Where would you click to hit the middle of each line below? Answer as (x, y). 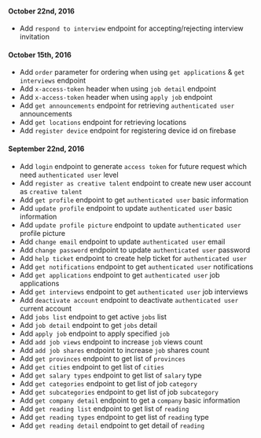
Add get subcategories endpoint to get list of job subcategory (119, 392)
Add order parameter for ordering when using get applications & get (132, 72)
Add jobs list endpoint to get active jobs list (93, 317)
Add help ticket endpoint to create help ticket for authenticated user (133, 258)
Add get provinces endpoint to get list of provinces (103, 359)
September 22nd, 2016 (46, 149)
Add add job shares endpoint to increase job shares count (114, 350)
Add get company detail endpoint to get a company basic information (130, 400)
